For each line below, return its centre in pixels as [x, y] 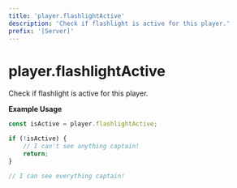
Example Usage [35, 109]
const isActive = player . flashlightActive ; [83, 124]
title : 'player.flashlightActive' [67, 16]
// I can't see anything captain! [81, 147]
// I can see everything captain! [67, 176]
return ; [36, 154]
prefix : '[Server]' [41, 31]
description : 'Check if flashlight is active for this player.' [119, 23]
